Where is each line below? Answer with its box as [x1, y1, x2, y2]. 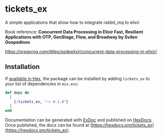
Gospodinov [5, 39, 31, 45]
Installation [5, 63, 40, 71]
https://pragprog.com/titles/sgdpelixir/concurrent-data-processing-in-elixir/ [5, 49, 157, 54]
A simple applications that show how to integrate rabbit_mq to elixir [5, 19, 140, 25]
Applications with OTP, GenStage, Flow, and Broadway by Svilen [5, 34, 138, 40]
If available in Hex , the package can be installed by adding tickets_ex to [5, 75, 150, 81]
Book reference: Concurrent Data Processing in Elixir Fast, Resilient [5, 29, 144, 34]
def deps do [5, 90, 29, 95]
